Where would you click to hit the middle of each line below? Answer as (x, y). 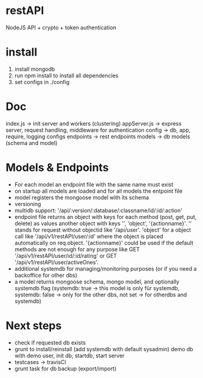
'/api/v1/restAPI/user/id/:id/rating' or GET (66, 255)
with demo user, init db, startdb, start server (70, 355)
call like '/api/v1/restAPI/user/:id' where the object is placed (89, 236)
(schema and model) (32, 143)
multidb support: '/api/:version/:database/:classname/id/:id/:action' (98, 210)
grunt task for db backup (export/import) (65, 368)
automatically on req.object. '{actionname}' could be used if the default (104, 243)
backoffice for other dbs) (46, 275)
